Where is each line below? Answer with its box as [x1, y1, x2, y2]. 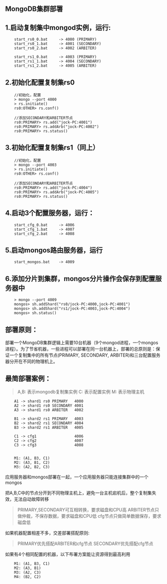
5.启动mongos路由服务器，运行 [5, 246, 103, 254]
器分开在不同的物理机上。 [5, 359, 58, 365]
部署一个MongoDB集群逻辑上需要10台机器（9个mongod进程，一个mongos [5, 340, 159, 346]
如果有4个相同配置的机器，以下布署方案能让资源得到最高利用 [5, 551, 131, 557]
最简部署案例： [5, 375, 51, 383]
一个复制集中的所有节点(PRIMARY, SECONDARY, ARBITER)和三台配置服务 [9, 352, 161, 358]
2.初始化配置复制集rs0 [5, 78, 75, 87]
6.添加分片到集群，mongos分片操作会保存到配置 [5, 274, 156, 283]
